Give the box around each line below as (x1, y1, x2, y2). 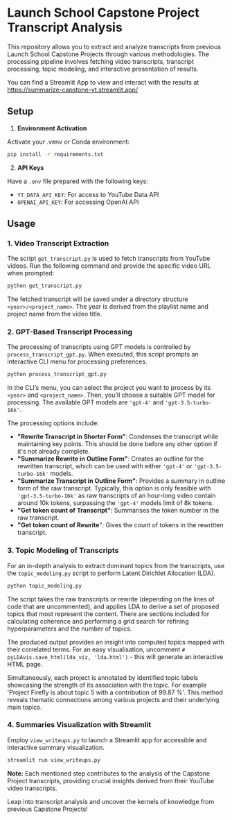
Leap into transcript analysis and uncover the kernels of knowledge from (7, 797, 215, 805)
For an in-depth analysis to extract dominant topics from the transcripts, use (7, 561, 225, 570)
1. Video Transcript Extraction (7, 238, 109, 248)
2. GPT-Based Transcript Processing (7, 327, 133, 337)
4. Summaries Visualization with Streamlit (7, 720, 151, 730)
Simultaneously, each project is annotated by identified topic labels (7, 673, 199, 681)
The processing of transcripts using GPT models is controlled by (7, 343, 191, 351)
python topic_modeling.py (7, 582, 82, 589)
